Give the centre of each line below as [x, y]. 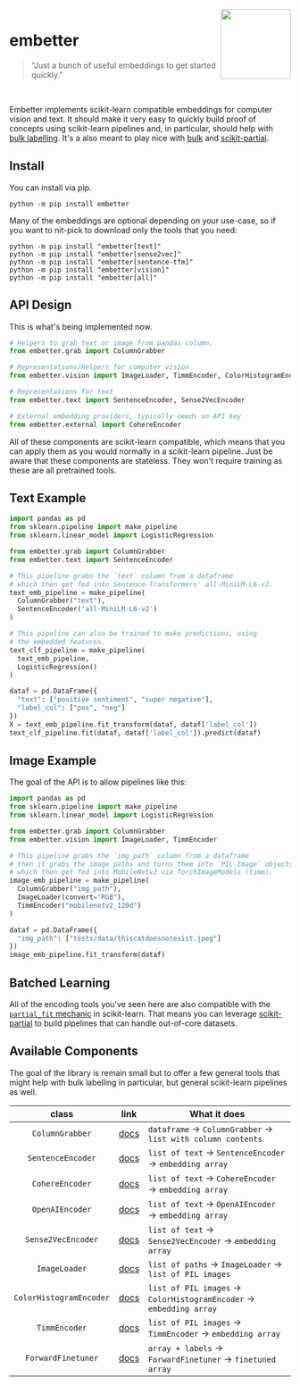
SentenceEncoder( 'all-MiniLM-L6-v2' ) [87, 609]
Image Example [53, 760]
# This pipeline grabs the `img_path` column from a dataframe [129, 856]
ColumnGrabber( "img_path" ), [70, 889]
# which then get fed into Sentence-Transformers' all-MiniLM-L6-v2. [142, 584]
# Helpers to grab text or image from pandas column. [112, 343]
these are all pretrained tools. [63, 470]
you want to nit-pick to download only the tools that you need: [124, 230]
